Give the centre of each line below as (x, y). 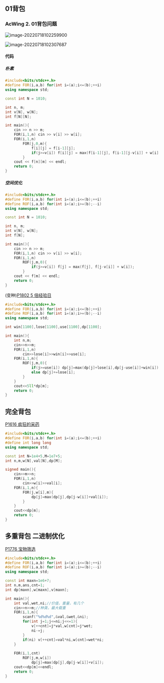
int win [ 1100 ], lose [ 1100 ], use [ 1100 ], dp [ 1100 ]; (53, 327)
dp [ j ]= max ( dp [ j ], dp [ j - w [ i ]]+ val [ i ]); (70, 497)
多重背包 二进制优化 (35, 536)
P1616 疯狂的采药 (22, 424)
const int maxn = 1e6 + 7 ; (28, 581)
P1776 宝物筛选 (20, 549)
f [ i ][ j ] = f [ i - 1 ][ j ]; (53, 148)
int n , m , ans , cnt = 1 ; (25, 585)
